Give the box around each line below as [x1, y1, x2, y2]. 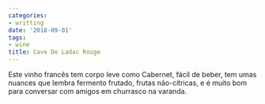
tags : [8, 33, 26, 42]
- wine [8, 41, 30, 49]
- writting [8, 19, 44, 27]
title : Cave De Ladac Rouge [8, 48, 101, 56]
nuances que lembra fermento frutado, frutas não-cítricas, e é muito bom [8, 78, 248, 87]
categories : [8, 11, 47, 20]
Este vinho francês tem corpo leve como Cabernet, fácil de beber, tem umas [8, 70, 257, 79]
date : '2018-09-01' [8, 26, 73, 34]
